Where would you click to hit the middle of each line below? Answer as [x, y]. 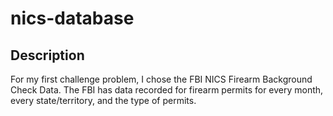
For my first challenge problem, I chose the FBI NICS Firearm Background [161, 79]
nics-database [72, 18]
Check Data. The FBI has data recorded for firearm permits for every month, [167, 90]
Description [47, 55]
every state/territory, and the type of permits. [103, 100]
